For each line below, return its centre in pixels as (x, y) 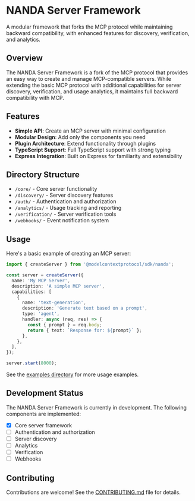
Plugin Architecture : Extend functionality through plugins (85, 143)
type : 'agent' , (41, 314)
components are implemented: (44, 414)
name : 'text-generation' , (54, 303)
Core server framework (43, 425)
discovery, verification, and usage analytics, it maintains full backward (92, 91)
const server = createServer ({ (45, 275)
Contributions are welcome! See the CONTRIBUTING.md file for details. (94, 492)
